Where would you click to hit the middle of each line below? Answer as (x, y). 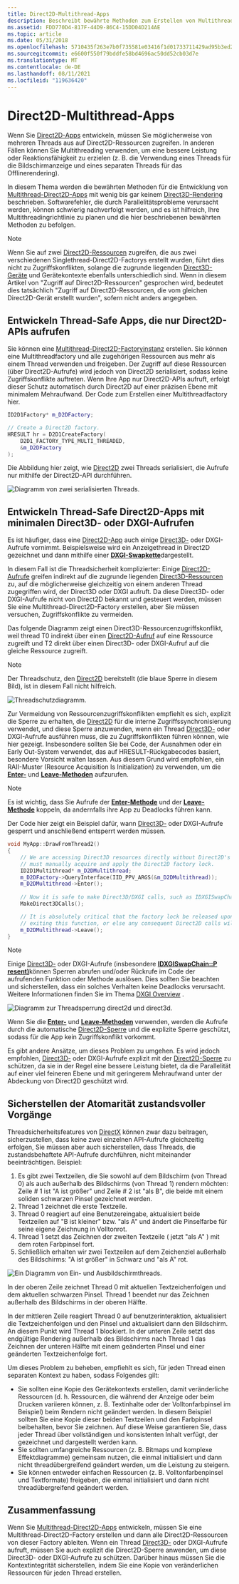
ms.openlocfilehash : (38, 47)
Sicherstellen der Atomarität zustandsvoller (107, 1104)
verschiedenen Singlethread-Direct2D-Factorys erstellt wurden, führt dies (116, 260)
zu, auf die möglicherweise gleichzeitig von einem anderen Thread (105, 584)
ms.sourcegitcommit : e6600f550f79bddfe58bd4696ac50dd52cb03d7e (103, 54)
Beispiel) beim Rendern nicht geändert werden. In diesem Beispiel (114, 1412)
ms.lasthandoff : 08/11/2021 (49, 73)
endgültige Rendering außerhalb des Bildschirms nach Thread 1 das (107, 1339)
